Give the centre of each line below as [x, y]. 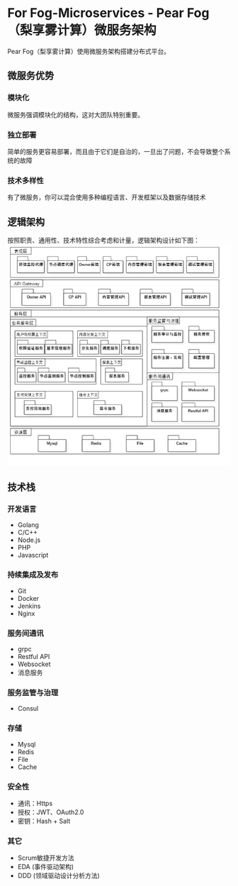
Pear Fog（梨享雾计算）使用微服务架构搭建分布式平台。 [89, 51]
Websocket [34, 664]
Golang [28, 525]
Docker [28, 598]
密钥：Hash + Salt [44, 821]
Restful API [34, 657]
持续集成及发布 [33, 575]
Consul [28, 709]
